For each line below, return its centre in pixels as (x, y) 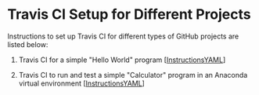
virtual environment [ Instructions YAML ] (82, 83)
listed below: (28, 44)
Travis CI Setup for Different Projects (129, 15)
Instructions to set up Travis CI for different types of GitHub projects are (123, 36)
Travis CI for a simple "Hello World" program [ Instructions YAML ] (122, 60)
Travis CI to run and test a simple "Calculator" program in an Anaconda (133, 75)
